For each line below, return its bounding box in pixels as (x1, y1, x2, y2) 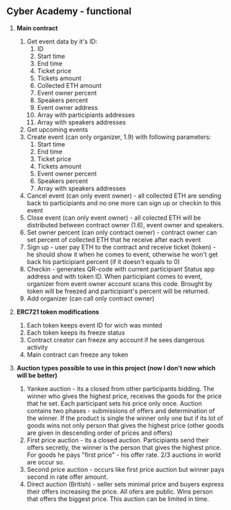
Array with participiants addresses (37, 111, 136, 119)
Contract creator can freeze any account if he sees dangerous (26, 335, 205, 344)
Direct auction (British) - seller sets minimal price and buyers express (26, 480, 224, 488)
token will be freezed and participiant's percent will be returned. (26, 287, 210, 295)
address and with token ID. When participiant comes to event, (26, 272, 203, 281)
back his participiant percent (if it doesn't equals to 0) (26, 257, 181, 265)
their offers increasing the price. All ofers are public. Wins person (26, 487, 213, 495)
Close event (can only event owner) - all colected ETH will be (26, 214, 201, 222)
